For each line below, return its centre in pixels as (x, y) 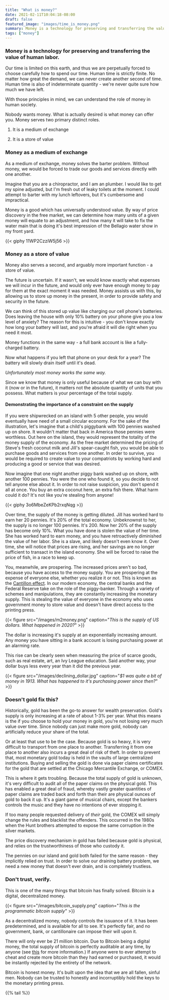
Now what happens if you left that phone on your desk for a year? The (78, 357)
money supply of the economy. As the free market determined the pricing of (84, 443)
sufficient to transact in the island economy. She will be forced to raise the (82, 552)
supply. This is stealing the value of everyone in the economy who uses (79, 599)
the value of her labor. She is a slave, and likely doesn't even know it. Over (82, 542)
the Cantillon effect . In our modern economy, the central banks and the (79, 583)
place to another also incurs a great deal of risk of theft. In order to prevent (83, 752)
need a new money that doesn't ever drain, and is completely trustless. (79, 866)
